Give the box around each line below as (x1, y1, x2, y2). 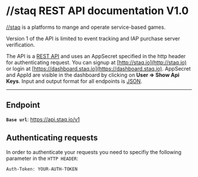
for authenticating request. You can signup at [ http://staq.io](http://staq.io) (6, 59, 187, 66)
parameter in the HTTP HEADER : (6, 155, 78, 162)
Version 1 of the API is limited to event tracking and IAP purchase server (6, 35, 180, 42)
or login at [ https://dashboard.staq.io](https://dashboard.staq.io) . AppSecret (6, 65, 191, 72)
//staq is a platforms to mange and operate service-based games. (6, 24, 166, 31)
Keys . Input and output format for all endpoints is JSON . (6, 78, 143, 85)
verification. (6, 41, 35, 48)
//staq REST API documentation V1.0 (6, 4, 189, 18)
